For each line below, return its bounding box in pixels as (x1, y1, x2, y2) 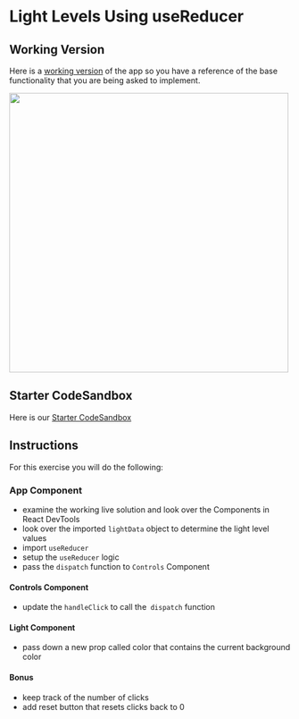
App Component (9, 484, 83, 496)
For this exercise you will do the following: (9, 461, 163, 472)
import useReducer (21, 542, 89, 553)
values (21, 532, 47, 543)
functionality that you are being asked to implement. (9, 75, 201, 86)
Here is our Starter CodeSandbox (9, 411, 132, 422)
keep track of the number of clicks (21, 691, 149, 703)
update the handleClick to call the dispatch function (21, 602, 216, 613)
